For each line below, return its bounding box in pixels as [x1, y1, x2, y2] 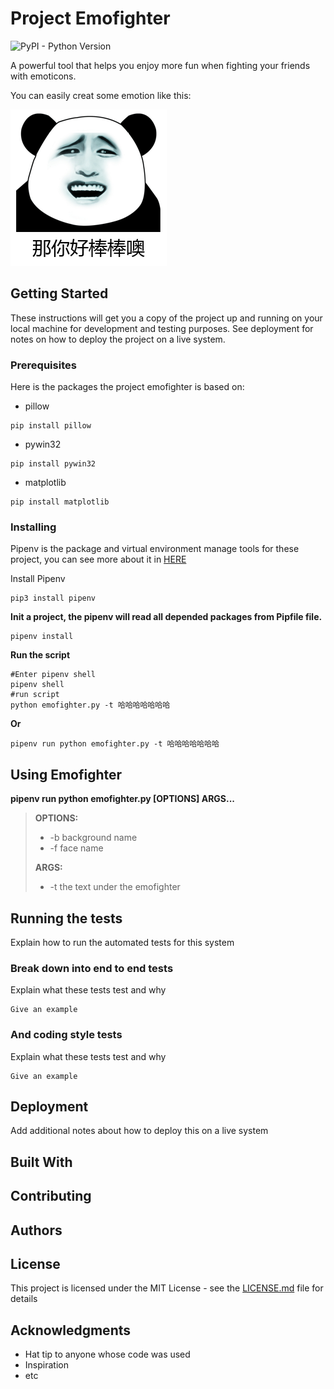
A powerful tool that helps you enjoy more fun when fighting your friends [10, 59, 311, 71]
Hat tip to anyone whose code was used [24, 1348, 191, 1361]
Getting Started [10, 285, 109, 302]
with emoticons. [10, 70, 77, 82]
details [10, 1293, 38, 1305]
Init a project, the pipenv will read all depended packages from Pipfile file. [10, 611, 323, 623]
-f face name [49, 842, 104, 854]
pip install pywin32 [10, 459, 97, 469]
